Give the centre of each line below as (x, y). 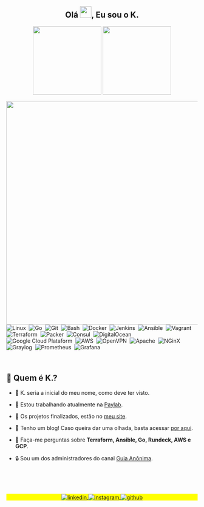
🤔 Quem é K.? (32, 378)
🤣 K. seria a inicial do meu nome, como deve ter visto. (82, 392)
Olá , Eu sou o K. (102, 15)
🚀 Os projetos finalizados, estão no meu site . (71, 416)
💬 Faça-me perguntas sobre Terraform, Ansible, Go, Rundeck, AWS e (103, 440)
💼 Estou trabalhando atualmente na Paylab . (69, 405)
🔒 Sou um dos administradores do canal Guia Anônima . (84, 458)
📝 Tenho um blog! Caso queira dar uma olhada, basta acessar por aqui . (104, 428)
